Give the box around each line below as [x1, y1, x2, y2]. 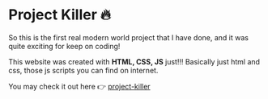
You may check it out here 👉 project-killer [8, 81, 151, 91]
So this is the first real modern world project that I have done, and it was [8, 32, 249, 42]
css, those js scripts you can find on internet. [8, 65, 159, 75]
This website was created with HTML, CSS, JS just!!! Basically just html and [8, 56, 261, 66]
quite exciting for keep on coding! [8, 41, 121, 51]
